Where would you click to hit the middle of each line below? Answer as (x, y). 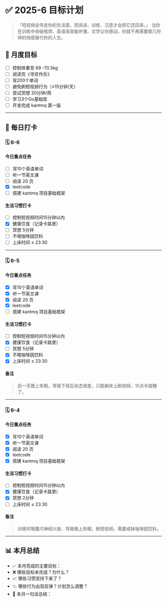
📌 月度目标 (21, 55)
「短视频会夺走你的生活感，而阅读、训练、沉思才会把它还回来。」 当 (86, 25)
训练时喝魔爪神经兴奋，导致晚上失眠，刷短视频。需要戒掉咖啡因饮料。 (89, 529)
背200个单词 (25, 80)
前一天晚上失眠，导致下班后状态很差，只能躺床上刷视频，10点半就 (85, 386)
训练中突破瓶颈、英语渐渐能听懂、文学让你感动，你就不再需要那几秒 (91, 31)
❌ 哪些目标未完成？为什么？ (41, 572)
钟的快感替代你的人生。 (41, 37)
